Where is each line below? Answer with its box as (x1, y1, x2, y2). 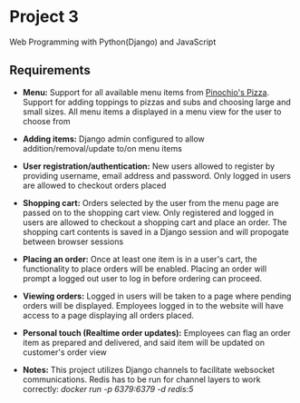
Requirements (9, 63, 91, 78)
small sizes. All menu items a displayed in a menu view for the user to (22, 106, 282, 117)
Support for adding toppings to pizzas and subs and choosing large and (22, 96, 292, 107)
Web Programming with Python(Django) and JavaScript (9, 36, 217, 47)
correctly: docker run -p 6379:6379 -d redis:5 (22, 383, 194, 394)
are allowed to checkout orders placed (22, 180, 167, 191)
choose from (22, 115, 71, 126)
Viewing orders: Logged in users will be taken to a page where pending (22, 290, 292, 301)
